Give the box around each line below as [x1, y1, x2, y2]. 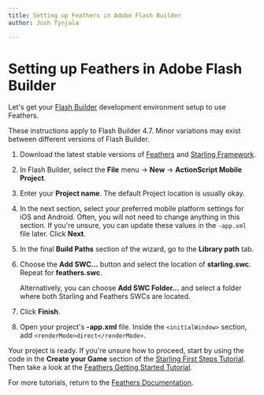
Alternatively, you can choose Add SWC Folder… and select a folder [19, 283, 242, 293]
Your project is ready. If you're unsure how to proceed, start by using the [8, 346, 244, 356]
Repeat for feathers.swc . [19, 268, 102, 278]
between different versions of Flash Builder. [8, 135, 150, 144]
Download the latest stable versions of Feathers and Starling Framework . [19, 150, 256, 159]
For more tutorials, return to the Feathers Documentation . [8, 378, 194, 387]
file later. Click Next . [19, 229, 86, 239]
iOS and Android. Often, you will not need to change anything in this [19, 212, 240, 222]
